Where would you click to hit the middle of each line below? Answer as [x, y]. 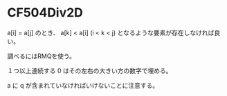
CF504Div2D [45, 13]
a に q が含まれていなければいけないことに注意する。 [83, 85]
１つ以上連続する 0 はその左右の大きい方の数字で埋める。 [90, 70]
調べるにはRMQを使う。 [42, 56]
